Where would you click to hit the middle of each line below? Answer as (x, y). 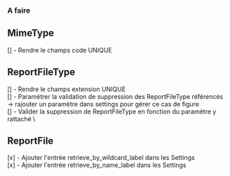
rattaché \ (21, 119)
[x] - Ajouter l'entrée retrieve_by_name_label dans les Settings (97, 165)
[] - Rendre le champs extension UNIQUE (67, 89)
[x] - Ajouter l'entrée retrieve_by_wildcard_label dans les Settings (101, 158)
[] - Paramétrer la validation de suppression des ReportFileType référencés (115, 96)
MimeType (31, 33)
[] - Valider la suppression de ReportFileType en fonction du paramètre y (112, 111)
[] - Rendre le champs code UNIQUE (60, 50)
